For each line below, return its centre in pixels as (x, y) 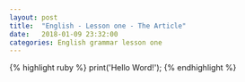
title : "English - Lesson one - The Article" (98, 26)
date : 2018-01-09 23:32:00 (64, 34)
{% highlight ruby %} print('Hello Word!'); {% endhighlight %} (123, 68)
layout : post (34, 17)
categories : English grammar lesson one (86, 42)
